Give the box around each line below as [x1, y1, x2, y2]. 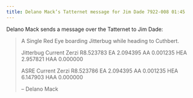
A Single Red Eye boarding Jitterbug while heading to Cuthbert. [21, 37, 180, 44]
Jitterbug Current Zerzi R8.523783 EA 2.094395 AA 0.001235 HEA [21, 49, 188, 56]
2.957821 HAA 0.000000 [21, 55, 83, 62]
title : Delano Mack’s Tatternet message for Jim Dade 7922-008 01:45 [6, 8, 186, 15]
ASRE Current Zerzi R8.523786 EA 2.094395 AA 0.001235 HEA [21, 67, 178, 74]
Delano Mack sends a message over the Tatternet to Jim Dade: [6, 25, 163, 33]
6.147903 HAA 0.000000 [21, 73, 83, 80]
